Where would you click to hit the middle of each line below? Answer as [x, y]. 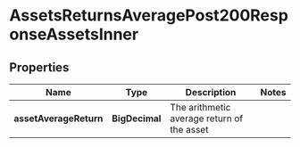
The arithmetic [200, 107]
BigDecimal [136, 118]
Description [211, 92]
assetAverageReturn [58, 118]
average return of [206, 118]
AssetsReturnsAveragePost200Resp [149, 16]
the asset [189, 130]
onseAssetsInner [74, 34]
